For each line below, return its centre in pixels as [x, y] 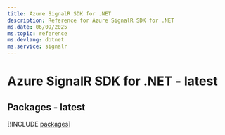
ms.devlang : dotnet [36, 40]
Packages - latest [46, 107]
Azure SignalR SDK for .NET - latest [112, 81]
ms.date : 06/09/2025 [38, 27]
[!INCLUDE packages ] [39, 124]
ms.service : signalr [38, 46]
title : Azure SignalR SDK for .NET [59, 14]
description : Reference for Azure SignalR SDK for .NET [91, 20]
